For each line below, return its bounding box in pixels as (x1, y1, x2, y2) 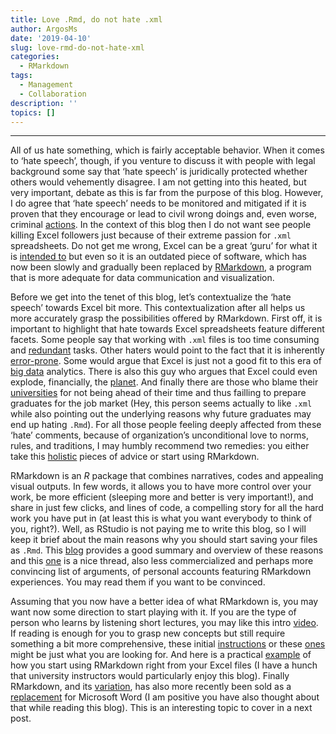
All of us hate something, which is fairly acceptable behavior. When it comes (10, 144, 325, 156)
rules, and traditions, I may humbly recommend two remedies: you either (10, 440, 310, 452)
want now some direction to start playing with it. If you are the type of (10, 606, 297, 618)
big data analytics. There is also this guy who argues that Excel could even (10, 366, 318, 378)
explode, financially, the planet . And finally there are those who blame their (10, 376, 319, 388)
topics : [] (10, 107, 56, 118)
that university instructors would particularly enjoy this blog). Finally (10, 670, 290, 682)
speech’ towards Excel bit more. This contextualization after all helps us (10, 302, 306, 314)
